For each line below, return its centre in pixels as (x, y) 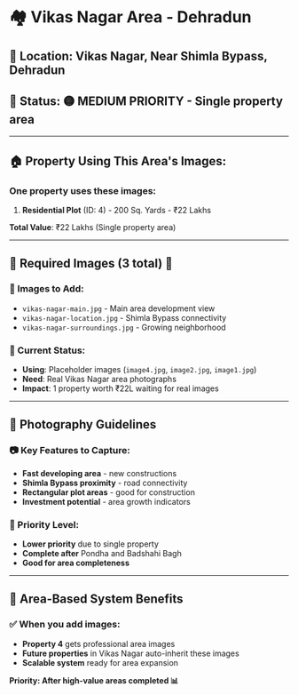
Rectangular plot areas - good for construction (108, 492)
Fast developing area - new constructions (99, 473)
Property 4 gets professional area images (98, 643)
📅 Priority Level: (44, 524)
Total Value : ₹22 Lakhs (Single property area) (93, 228)
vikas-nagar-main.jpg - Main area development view (118, 308)
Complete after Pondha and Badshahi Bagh (102, 554)
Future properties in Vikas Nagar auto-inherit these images (130, 653)
